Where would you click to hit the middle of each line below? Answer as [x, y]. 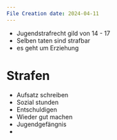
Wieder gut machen [44, 117]
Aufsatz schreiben [42, 94]
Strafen [28, 76]
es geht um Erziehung [47, 48]
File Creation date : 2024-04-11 [53, 13]
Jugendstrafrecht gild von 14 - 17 [63, 33]
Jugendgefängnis [41, 124]
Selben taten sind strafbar [53, 40]
